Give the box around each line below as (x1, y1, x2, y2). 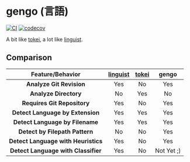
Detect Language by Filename (13, 118, 98, 126)
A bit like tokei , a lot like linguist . (6, 36, 83, 43)
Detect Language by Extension (12, 108, 100, 116)
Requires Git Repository (22, 99, 90, 107)
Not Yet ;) (154, 146, 181, 154)
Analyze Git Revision (26, 80, 86, 88)
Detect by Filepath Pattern (18, 127, 94, 136)
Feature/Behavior (31, 70, 81, 78)
